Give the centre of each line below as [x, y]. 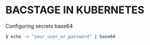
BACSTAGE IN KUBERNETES [75, 10]
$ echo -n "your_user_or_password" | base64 [60, 36]
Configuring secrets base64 [39, 26]
